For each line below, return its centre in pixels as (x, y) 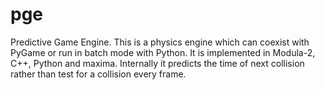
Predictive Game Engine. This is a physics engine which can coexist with (160, 42)
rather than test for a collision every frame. (98, 74)
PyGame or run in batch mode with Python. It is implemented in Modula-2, (163, 52)
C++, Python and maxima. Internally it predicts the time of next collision (157, 63)
